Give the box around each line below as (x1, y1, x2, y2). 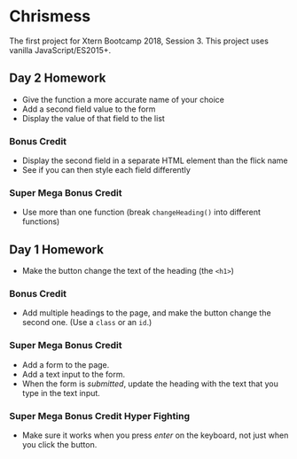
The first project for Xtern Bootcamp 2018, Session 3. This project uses (9, 35, 269, 46)
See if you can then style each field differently (21, 165, 191, 175)
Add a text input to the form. (21, 369, 126, 379)
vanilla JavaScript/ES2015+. (9, 44, 112, 55)
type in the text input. (21, 387, 100, 398)
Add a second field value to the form (21, 104, 156, 114)
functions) (21, 216, 60, 227)
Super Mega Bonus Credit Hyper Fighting (9, 409, 191, 422)
